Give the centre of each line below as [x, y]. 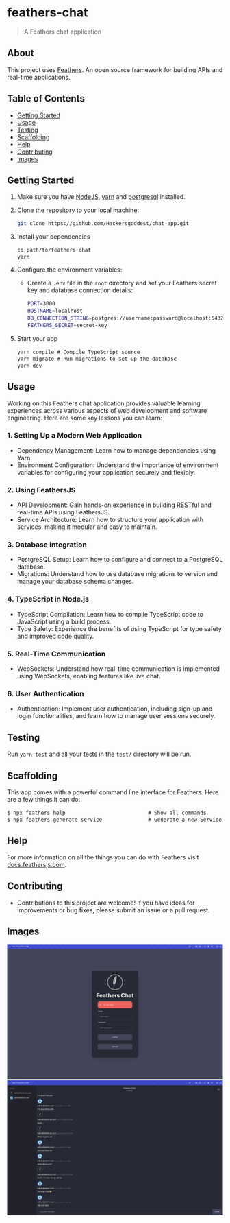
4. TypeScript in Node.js [48, 599]
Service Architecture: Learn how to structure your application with [110, 520]
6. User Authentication [46, 693]
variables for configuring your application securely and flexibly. [106, 472]
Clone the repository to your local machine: [78, 210]
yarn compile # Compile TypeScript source [78, 352]
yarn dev [29, 366]
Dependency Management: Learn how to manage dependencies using [116, 450]
